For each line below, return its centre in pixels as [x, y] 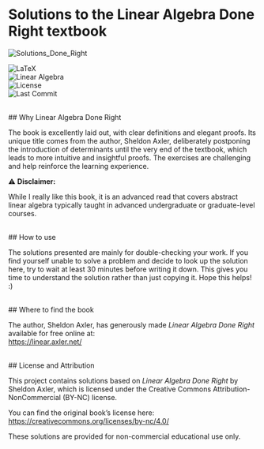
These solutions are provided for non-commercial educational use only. [124, 436]
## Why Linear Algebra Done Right [65, 117]
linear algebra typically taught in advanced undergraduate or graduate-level [132, 205]
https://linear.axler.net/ [45, 342]
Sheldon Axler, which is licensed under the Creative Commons [110, 389]
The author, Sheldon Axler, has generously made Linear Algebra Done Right [132, 324]
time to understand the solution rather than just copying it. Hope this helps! [130, 277]
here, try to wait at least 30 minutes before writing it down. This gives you [128, 269]
